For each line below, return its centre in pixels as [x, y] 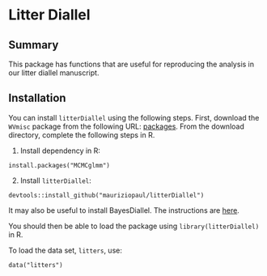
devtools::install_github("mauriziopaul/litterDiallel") [106, 195]
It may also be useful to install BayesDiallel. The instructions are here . [124, 210]
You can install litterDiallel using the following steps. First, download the [134, 117]
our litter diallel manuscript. [54, 73]
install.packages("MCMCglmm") [59, 165]
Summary [34, 45]
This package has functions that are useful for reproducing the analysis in [131, 64]
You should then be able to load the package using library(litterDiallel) [134, 226]
